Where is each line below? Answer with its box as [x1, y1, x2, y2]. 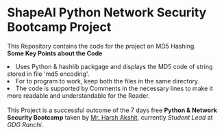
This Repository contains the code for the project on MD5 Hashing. [7, 42, 197, 50]
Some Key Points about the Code [7, 49, 103, 57]
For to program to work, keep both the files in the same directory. [16, 77, 200, 85]
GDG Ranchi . [7, 120, 44, 129]
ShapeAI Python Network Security [7, 5, 207, 21]
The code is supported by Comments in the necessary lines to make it [16, 84, 214, 92]
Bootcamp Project [7, 19, 112, 35]
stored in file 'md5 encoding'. [7, 70, 90, 78]
